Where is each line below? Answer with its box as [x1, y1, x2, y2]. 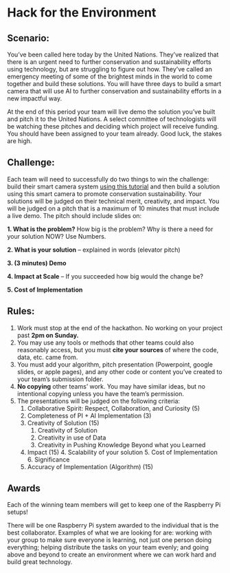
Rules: [7, 305, 35, 317]
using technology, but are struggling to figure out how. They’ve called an [7, 65, 213, 73]
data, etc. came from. [16, 353, 78, 361]
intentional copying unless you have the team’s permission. [16, 389, 184, 398]
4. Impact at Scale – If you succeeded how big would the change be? [7, 272, 204, 280]
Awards [7, 483, 41, 495]
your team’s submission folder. [16, 375, 104, 383]
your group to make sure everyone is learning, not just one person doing [7, 536, 211, 544]
